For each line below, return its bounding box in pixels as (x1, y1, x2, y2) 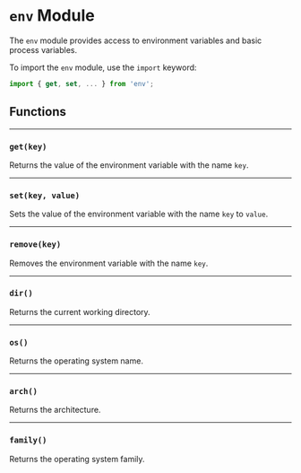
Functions (9, 104, 67, 119)
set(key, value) (9, 190, 81, 200)
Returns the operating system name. (9, 355, 143, 366)
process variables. (9, 44, 78, 55)
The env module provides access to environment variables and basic (9, 35, 262, 46)
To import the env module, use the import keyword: (9, 62, 197, 73)
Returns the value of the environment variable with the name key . (9, 159, 249, 171)
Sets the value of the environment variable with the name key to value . (9, 208, 269, 220)
